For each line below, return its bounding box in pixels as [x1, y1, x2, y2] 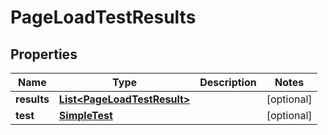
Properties [10, 46, 78, 63]
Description [199, 76, 257, 89]
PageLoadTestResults [10, 6, 197, 29]
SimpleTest [58, 109, 113, 122]
